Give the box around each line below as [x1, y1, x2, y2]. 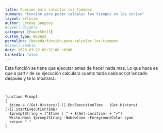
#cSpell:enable [5, 43, 36, 48]
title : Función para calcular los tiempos [5, 7, 92, 12]
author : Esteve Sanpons [5, 20, 53, 26]
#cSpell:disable [5, 25, 38, 30]
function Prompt [5, 94, 38, 99]
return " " [9, 119, 32, 125]
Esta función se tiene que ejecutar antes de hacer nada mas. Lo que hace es [5, 65, 158, 71]
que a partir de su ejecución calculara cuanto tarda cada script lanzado [5, 71, 148, 76]
